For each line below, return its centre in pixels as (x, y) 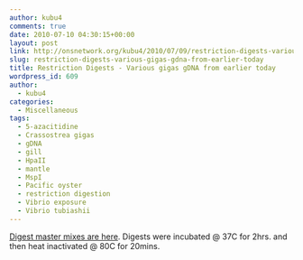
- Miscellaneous (48, 110)
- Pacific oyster (50, 186)
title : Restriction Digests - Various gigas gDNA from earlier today (143, 69)
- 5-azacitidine (48, 127)
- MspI (30, 177)
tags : (19, 118)
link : (19, 51)
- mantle (34, 169)
